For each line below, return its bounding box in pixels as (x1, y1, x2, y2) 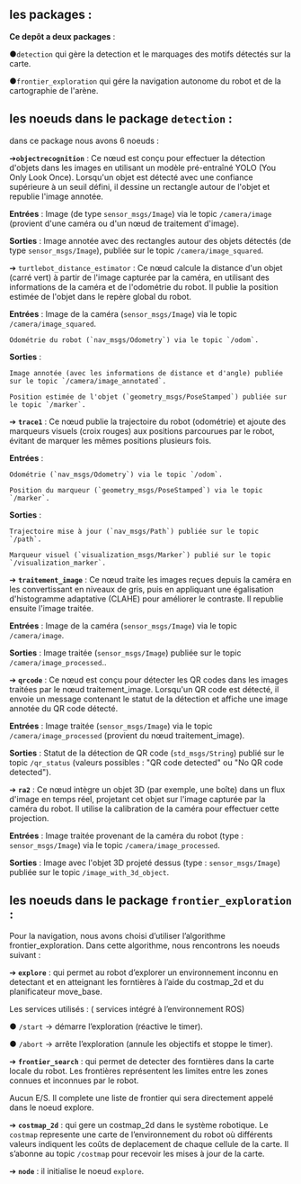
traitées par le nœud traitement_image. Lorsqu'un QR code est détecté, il (9, 683, 279, 694)
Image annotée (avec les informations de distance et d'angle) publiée (9, 368, 283, 377)
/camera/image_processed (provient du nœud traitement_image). (9, 729, 245, 741)
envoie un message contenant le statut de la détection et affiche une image (9, 693, 288, 704)
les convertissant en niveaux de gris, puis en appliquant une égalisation (9, 583, 274, 594)
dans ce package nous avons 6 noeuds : (9, 135, 160, 146)
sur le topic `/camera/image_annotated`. (9, 376, 167, 385)
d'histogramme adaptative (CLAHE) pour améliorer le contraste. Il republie (9, 593, 284, 604)
